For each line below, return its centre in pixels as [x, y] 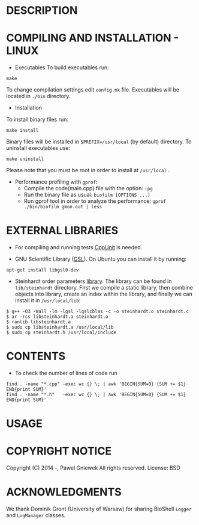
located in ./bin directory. [38, 96]
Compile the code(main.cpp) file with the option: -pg [88, 188]
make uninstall [25, 159]
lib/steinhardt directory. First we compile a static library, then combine [104, 288]
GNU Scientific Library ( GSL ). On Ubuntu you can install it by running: [101, 259]
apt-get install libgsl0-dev [43, 270]
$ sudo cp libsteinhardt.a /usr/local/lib [60, 328]
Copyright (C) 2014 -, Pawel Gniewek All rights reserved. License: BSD [94, 468]
